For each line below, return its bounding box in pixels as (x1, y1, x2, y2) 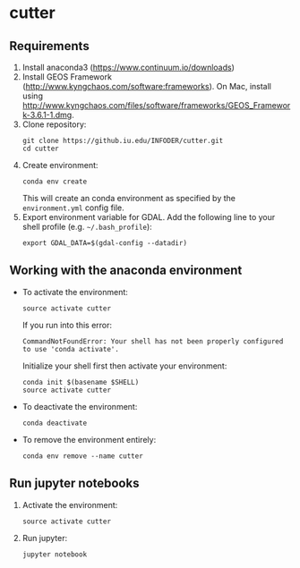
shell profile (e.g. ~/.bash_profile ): (21, 222, 152, 232)
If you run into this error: (21, 319, 113, 330)
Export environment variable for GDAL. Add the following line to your (21, 212, 276, 222)
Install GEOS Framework (21, 72, 112, 82)
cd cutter (21, 144, 60, 153)
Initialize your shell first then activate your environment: (21, 360, 227, 371)
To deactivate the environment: (21, 401, 138, 411)
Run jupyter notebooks (9, 476, 140, 491)
